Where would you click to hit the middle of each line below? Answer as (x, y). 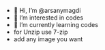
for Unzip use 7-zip (41, 32)
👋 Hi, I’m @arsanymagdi (47, 10)
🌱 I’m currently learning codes (56, 25)
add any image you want (48, 39)
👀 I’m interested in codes (48, 18)
